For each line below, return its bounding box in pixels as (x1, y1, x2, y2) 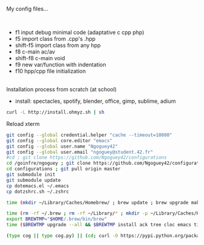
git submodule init (6, 171, 56, 178)
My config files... (6, 5, 49, 12)
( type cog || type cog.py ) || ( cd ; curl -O (6, 233, 118, 239)
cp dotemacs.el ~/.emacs (6, 182, 69, 189)
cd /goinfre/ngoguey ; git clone (6, 160, 91, 167)
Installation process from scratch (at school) (6, 86, 117, 93)
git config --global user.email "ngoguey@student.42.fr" (6, 149, 154, 155)
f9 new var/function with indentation (15, 61, 106, 68)
